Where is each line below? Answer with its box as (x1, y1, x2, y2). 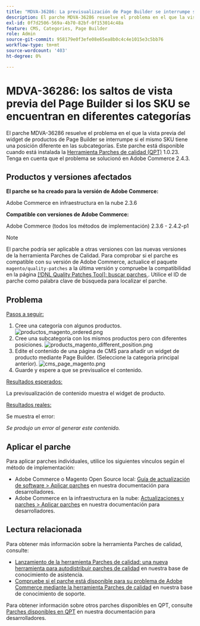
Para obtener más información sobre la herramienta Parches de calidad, (6, 540, 183, 547)
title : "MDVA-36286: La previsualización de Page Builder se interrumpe (6, 8, 190, 15)
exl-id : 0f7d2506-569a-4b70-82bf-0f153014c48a (6, 20, 124, 26)
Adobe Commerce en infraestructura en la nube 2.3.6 (6, 200, 137, 207)
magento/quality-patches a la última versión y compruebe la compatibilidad (6, 265, 191, 272)
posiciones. (14, 341, 43, 348)
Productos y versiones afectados (6, 171, 132, 182)
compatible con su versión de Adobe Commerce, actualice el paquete (6, 258, 177, 266)
